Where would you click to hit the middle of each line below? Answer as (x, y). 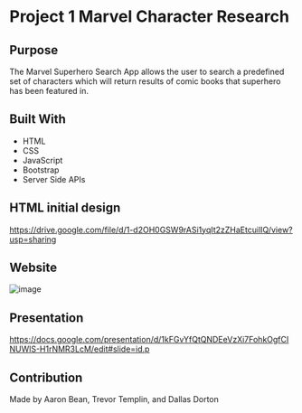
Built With (38, 119)
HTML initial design (65, 208)
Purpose (34, 50)
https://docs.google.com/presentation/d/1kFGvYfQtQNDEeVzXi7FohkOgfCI (149, 340)
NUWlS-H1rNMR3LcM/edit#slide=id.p (80, 349)
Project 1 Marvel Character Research (149, 17)
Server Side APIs (54, 179)
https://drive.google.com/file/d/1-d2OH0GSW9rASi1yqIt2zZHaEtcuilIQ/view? (151, 230)
